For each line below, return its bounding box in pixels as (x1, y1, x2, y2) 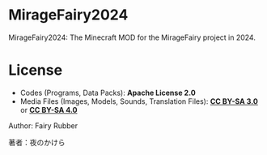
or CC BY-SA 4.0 (19, 105, 78, 114)
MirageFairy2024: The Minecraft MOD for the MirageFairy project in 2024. (8, 32, 256, 42)
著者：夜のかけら (8, 137, 66, 147)
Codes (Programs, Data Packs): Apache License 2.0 (19, 88, 196, 97)
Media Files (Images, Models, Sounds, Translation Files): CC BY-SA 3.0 (19, 96, 259, 106)
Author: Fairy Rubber (8, 120, 78, 131)
